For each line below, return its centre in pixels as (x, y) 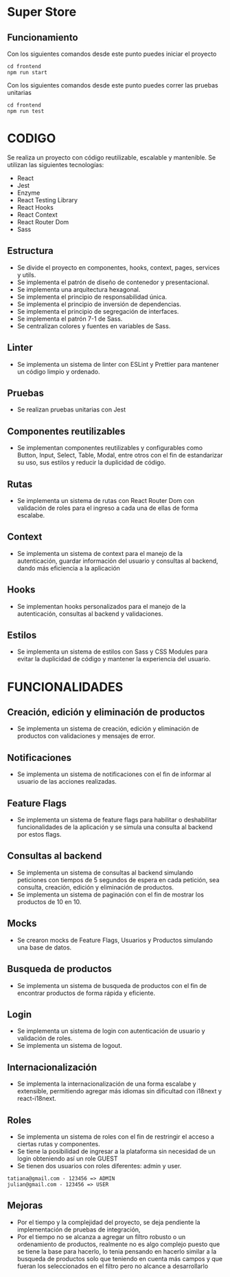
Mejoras (25, 1206)
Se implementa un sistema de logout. (69, 1046)
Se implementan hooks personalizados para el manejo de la (102, 606)
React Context (37, 215)
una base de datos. (44, 947)
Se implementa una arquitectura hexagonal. (79, 289)
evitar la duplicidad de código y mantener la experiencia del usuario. (114, 659)
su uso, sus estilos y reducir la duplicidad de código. (91, 462)
